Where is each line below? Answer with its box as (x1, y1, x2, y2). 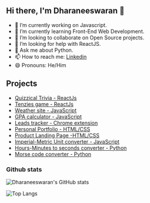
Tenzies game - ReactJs (14, 101, 74, 108)
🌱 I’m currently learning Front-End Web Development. (14, 28, 145, 35)
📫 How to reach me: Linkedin (14, 53, 87, 60)
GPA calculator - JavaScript (14, 113, 82, 120)
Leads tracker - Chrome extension (14, 119, 98, 127)
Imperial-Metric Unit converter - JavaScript (14, 138, 119, 145)
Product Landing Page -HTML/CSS (14, 132, 100, 139)
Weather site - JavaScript (14, 107, 77, 114)
